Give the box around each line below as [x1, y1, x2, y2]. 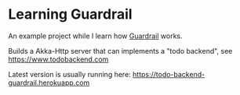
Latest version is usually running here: [8, 69, 131, 79]
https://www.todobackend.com [8, 55, 109, 64]
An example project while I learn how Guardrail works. [8, 31, 183, 40]
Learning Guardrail [8, 5, 133, 23]
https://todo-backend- [132, 69, 205, 79]
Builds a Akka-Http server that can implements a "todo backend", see [8, 46, 233, 55]
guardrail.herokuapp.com [8, 78, 90, 87]
